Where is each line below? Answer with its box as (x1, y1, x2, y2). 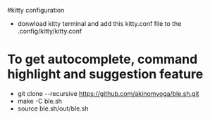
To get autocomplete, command (7, 52, 198, 67)
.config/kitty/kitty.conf (17, 27, 82, 35)
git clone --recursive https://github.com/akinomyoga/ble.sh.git (17, 89, 199, 97)
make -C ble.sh (17, 97, 62, 105)
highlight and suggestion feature (7, 66, 204, 83)
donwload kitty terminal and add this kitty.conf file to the (17, 20, 182, 27)
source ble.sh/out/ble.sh (17, 104, 89, 113)
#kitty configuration (7, 6, 65, 14)
